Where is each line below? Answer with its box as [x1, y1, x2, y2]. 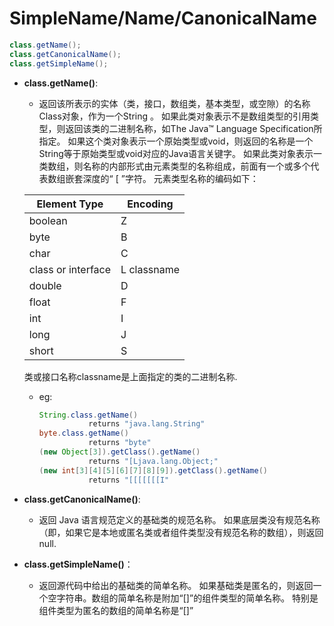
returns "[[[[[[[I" [88, 475, 170, 485]
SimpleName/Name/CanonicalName [9, 7, 317, 30]
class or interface [28, 262, 112, 276]
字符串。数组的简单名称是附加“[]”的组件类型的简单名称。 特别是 [56, 592, 319, 604]
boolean [28, 213, 68, 227]
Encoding [127, 197, 174, 211]
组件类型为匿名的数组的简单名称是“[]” [38, 604, 194, 616]
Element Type [36, 197, 104, 211]
